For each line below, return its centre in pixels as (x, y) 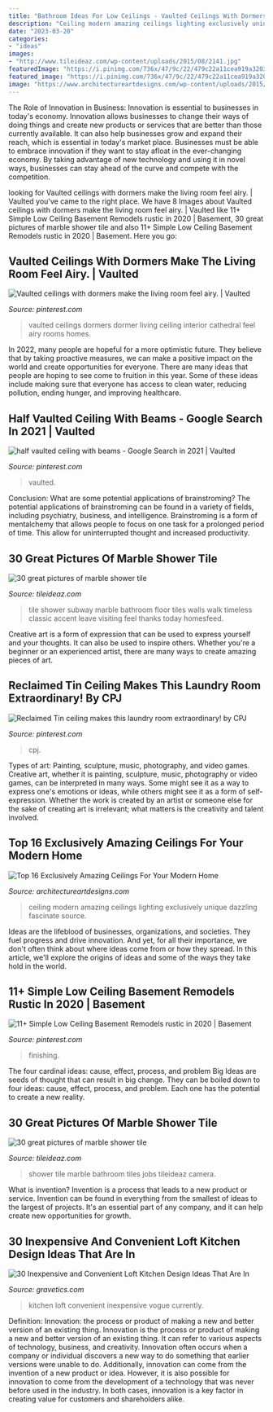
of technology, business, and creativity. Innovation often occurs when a (128, 1347)
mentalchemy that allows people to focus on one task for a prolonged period (136, 524)
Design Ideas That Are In (72, 1254)
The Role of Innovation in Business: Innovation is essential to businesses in (133, 108)
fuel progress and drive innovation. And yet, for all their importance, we (128, 940)
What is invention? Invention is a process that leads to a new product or (128, 1190)
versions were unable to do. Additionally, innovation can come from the (128, 1364)
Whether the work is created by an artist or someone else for (151, 800)
